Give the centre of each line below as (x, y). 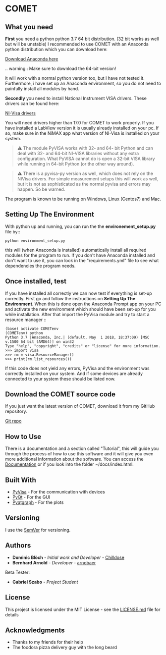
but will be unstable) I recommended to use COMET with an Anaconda (77, 44)
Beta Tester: (18, 572)
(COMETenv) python (24, 333)
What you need (29, 27)
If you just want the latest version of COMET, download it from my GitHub (80, 406)
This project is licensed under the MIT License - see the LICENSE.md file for (83, 609)
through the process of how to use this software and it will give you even (79, 454)
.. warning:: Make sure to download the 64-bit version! (61, 68)
